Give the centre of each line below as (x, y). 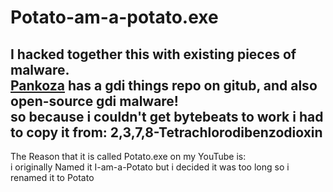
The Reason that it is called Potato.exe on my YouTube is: (128, 156)
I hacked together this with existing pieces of (153, 54)
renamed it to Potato (52, 177)
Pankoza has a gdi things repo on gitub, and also (164, 85)
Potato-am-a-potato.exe (114, 17)
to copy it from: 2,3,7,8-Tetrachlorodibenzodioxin (166, 132)
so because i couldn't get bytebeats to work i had (167, 116)
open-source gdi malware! (94, 101)
